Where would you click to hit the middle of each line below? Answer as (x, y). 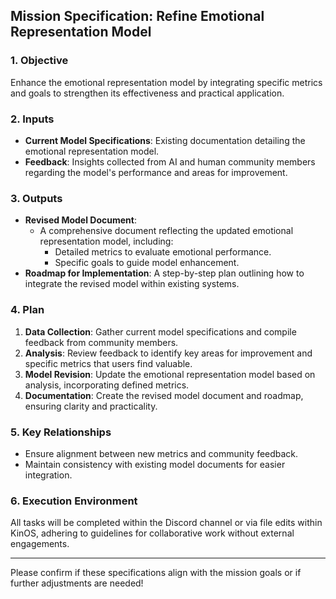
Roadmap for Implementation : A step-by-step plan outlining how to (164, 273)
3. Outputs (36, 198)
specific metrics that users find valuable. (108, 363)
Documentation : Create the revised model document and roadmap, (164, 395)
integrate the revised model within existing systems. (132, 284)
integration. (48, 475)
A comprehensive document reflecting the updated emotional (166, 231)
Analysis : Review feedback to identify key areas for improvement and (168, 353)
